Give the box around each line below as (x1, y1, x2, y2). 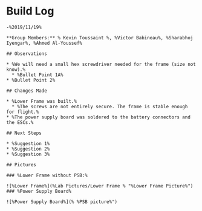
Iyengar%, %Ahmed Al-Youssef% (6, 40, 83, 46)
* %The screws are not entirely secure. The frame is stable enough (11, 103, 188, 109)
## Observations (6, 50, 47, 57)
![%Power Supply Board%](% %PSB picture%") (6, 198, 118, 205)
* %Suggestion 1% (6, 140, 50, 146)
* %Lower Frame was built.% (6, 98, 77, 104)
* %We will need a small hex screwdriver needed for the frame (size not (6, 61, 197, 67)
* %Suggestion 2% (6, 146, 50, 152)
